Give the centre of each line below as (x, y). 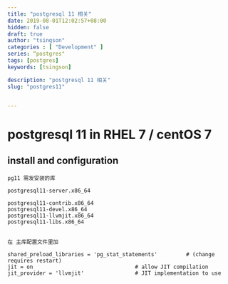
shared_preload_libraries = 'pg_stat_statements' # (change (111, 255)
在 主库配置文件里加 (33, 242)
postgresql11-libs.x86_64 (46, 222)
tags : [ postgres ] (33, 61)
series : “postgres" (36, 54)
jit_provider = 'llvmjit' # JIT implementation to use (114, 273)
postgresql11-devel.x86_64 (47, 210)
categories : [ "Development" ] (55, 47)
